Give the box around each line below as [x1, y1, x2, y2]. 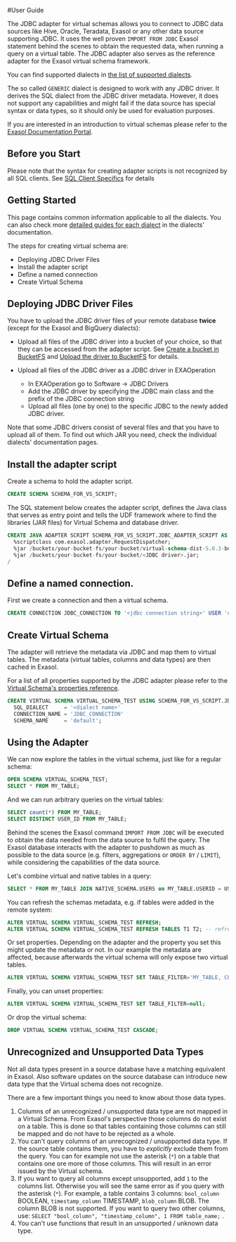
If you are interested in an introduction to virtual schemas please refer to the [7, 120, 228, 129]
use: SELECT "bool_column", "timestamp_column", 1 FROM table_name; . [17, 1211, 225, 1220]
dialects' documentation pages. [7, 438, 99, 447]
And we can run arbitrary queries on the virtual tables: [7, 795, 164, 804]
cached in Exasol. [7, 663, 58, 671]
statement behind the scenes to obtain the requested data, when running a [7, 42, 223, 50]
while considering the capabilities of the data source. [7, 858, 161, 866]
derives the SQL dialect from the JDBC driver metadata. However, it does [7, 91, 219, 100]
